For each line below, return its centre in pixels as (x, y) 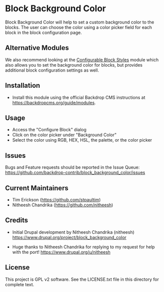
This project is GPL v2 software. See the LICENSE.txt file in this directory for (82, 279)
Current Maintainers (37, 188)
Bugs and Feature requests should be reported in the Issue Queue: (72, 168)
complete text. (20, 284)
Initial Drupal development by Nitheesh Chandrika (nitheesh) (73, 232)
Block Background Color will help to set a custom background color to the (80, 22)
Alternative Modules (37, 48)
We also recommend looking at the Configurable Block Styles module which (82, 60)
